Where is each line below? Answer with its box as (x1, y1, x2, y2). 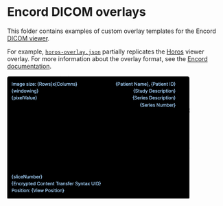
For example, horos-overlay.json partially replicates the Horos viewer (7, 47, 204, 56)
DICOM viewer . (7, 34, 50, 42)
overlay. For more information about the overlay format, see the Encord (7, 54, 208, 62)
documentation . (7, 62, 52, 70)
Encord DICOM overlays (7, 4, 146, 20)
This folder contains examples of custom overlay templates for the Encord (7, 27, 216, 35)
